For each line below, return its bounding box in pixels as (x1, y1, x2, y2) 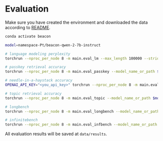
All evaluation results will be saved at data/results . (5, 131, 108, 137)
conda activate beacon (5, 34, 51, 39)
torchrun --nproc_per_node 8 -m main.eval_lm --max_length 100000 (5, 56, 142, 61)
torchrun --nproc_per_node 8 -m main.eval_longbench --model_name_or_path (5, 109, 160, 114)
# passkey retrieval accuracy (5, 64, 66, 70)
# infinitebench (5, 118, 38, 123)
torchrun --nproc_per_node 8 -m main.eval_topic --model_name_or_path (5, 95, 151, 100)
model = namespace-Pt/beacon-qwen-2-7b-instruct (5, 43, 101, 47)
